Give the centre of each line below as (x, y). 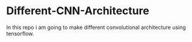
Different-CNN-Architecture (78, 11)
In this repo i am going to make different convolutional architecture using (96, 27)
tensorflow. (20, 33)
